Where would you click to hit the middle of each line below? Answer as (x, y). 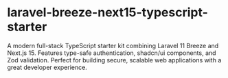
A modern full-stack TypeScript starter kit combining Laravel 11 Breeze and (113, 45)
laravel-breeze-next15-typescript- (107, 13)
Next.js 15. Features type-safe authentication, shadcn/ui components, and (112, 53)
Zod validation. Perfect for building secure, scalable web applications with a (114, 60)
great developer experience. (47, 67)
